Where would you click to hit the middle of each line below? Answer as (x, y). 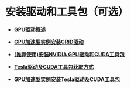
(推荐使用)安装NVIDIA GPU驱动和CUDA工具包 (69, 54)
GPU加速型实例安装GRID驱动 (49, 42)
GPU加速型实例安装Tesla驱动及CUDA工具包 (67, 79)
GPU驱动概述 (30, 29)
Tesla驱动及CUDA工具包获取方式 (54, 67)
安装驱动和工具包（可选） (67, 12)
